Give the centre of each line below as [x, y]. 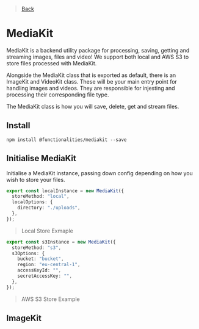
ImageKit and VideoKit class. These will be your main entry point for [92, 81]
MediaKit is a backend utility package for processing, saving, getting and [98, 50]
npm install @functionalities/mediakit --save [67, 140]
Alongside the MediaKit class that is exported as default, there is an [91, 75]
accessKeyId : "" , [39, 270]
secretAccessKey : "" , [45, 276]
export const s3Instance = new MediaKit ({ [61, 242]
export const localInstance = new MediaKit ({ [65, 191]
